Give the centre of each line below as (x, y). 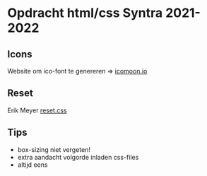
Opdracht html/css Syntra (85, 13)
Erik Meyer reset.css (37, 110)
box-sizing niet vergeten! (54, 149)
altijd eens (32, 165)
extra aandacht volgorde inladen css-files (78, 157)
